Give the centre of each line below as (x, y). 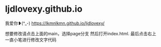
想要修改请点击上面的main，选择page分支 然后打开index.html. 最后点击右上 (81, 33)
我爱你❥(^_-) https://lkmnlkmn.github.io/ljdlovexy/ (55, 23)
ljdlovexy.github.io (44, 9)
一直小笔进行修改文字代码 (31, 40)
